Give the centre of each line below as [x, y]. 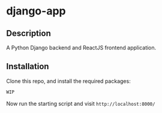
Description [28, 33]
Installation [28, 66]
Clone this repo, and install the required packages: [68, 81]
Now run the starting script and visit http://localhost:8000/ [81, 103]
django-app [36, 11]
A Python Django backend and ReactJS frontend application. [81, 47]
